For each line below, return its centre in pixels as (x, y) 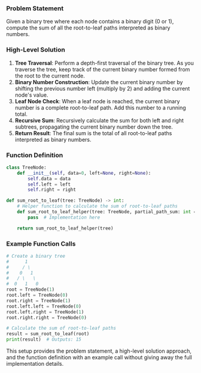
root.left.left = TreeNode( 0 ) (44, 306)
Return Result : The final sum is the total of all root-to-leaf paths (93, 133)
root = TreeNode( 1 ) (31, 290)
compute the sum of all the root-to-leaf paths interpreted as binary (88, 28)
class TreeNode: (26, 167)
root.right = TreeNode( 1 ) (38, 301)
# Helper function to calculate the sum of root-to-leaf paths (98, 206)
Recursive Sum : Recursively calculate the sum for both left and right (99, 120)
